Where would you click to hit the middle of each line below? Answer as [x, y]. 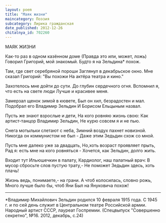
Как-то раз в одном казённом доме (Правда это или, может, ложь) [76, 56]
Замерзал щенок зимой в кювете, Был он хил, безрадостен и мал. [75, 101]
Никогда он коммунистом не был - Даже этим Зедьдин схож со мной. [80, 136]
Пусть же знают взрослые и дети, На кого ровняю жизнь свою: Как [77, 116]
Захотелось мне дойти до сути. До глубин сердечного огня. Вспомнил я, [82, 86]
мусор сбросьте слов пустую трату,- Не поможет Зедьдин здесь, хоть [80, 165]
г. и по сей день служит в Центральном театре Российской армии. [76, 205]
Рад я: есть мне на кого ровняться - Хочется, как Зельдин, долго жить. [81, 151]
